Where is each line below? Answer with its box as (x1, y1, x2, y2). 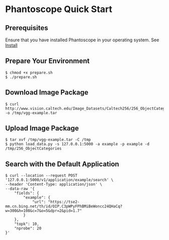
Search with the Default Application (5, 159, 119, 168)
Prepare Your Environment (5, 57, 90, 65)
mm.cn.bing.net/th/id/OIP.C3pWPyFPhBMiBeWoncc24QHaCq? (5, 204, 123, 209)
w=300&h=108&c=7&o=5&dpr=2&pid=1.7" (5, 208, 82, 213)
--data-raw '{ (5, 186, 35, 192)
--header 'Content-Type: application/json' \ (5, 182, 102, 187)
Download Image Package (5, 88, 89, 97)
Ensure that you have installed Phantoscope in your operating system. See (5, 37, 159, 43)
